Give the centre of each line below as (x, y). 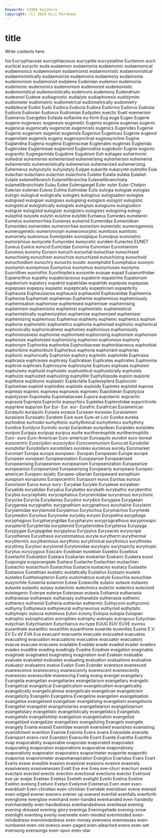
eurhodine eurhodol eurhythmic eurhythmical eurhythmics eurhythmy (74, 422)
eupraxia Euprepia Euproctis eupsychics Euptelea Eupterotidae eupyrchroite (81, 402)
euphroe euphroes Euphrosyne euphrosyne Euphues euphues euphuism (77, 366)
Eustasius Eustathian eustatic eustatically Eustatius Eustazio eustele (73, 572)
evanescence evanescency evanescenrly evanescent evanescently (72, 670)
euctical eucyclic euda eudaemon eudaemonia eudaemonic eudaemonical (79, 66)
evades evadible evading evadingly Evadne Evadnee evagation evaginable (79, 650)
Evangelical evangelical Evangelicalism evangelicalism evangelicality (74, 686)
